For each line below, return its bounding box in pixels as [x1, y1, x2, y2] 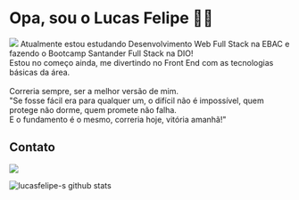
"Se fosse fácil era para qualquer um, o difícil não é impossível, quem [9, 95, 265, 106]
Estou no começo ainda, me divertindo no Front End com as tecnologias [9, 57, 274, 68]
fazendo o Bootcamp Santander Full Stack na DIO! [9, 48, 194, 59]
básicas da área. [9, 67, 71, 77]
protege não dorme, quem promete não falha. [9, 104, 177, 115]
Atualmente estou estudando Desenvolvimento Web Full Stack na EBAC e [20, 38, 290, 49]
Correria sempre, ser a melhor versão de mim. [9, 85, 179, 96]
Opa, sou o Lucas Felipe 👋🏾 [9, 8, 214, 28]
